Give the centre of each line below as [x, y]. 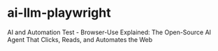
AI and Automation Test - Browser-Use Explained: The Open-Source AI [109, 32]
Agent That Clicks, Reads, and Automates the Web [80, 39]
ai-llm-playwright [59, 13]
